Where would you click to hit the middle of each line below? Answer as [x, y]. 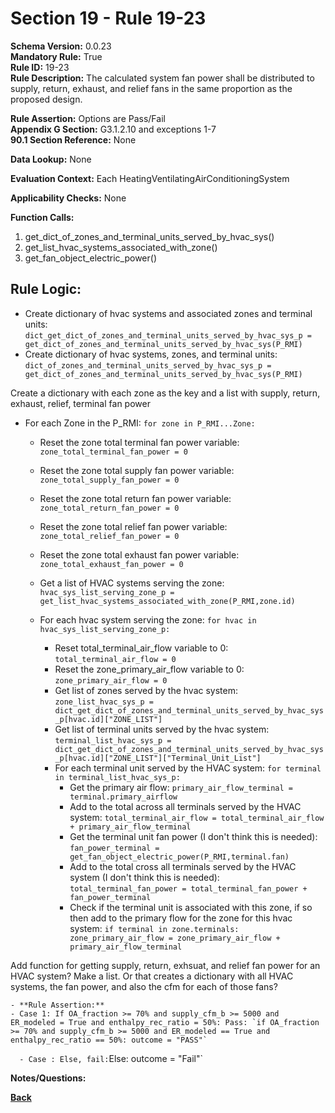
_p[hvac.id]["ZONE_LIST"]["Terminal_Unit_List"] [158, 758]
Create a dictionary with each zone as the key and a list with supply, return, [165, 393]
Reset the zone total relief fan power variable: [133, 526]
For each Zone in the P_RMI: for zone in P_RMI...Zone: [140, 423]
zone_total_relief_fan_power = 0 [109, 536]
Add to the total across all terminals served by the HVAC [185, 806]
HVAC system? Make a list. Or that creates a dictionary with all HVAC [152, 976]
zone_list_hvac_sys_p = [104, 702]
